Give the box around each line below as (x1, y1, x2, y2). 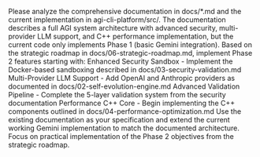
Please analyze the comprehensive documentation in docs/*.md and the (8, 7, 242, 16)
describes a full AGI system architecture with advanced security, (8, 24, 218, 32)
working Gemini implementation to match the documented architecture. (8, 123, 240, 133)
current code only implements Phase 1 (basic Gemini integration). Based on (8, 40, 252, 49)
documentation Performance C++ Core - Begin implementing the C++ (8, 98, 235, 108)
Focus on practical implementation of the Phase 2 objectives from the (8, 132, 234, 141)
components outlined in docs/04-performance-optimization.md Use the (8, 107, 242, 116)
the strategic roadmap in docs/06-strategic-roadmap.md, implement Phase (8, 49, 253, 57)
